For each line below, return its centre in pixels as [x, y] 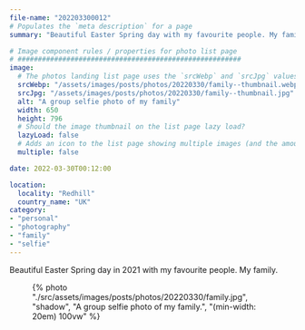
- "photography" [40, 228]
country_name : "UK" [54, 202]
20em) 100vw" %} [66, 316]
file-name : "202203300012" [60, 18]
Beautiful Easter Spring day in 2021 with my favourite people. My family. [144, 269]
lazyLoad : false [48, 136]
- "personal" [34, 218]
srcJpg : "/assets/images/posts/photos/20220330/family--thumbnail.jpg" [156, 93]
